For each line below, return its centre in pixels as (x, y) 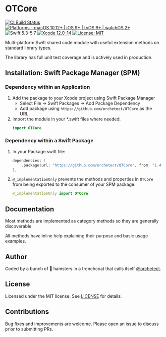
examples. (16, 241)
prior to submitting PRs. (29, 329)
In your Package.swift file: (39, 151)
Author (16, 256)
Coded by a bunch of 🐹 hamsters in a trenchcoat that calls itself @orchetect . (83, 269)
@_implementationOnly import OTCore (50, 194)
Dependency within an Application (48, 87)
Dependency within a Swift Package (49, 141)
